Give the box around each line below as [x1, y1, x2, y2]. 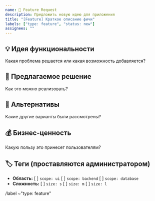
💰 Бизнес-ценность [5, 128, 71, 137]
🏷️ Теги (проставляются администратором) [5, 159, 150, 168]
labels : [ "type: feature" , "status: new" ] [5, 21, 95, 27]
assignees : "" [5, 26, 35, 31]
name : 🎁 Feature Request [5, 7, 57, 13]
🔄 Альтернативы [5, 100, 60, 109]
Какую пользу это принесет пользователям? [5, 144, 101, 150]
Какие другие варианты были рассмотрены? [5, 113, 101, 119]
